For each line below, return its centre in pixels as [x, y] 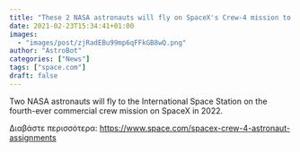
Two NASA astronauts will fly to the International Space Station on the [138, 101]
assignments [33, 137]
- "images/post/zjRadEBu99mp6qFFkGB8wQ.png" [102, 42]
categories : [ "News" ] [50, 59]
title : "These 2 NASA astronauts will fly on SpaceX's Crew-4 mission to [150, 17]
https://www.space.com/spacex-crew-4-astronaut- [194, 128]
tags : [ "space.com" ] [48, 68]
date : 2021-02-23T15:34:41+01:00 [72, 26]
